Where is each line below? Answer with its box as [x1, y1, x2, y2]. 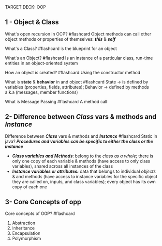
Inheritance [12, 225, 35, 231]
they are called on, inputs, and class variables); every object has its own [12, 179, 156, 184]
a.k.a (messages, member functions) [5, 89, 78, 95]
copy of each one [12, 184, 47, 190]
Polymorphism [12, 235, 41, 242]
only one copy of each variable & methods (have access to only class [12, 158, 150, 164]
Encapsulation [12, 230, 41, 236]
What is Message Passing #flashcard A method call [5, 98, 108, 104]
